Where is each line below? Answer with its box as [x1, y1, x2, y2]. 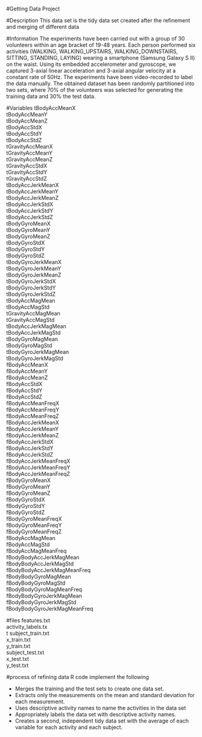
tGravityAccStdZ [6, 175, 47, 182]
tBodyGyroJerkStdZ [6, 291, 56, 298]
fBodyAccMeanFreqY [6, 406, 60, 413]
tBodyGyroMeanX [6, 220, 51, 227]
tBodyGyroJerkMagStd [6, 355, 63, 362]
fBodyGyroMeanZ [6, 489, 51, 497]
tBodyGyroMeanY [6, 227, 50, 233]
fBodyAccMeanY [6, 368, 48, 375]
